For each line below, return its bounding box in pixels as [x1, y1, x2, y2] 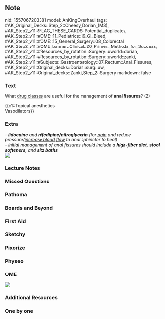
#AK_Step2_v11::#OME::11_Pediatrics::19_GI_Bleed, [5, 33, 107, 39]
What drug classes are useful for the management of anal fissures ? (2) [5, 93, 150, 99]
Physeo [5, 257, 24, 264]
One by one [5, 307, 34, 314]
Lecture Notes [5, 165, 40, 172]
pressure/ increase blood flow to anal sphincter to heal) [5, 137, 118, 143]
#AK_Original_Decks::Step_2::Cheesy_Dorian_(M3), [5, 22, 109, 28]
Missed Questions [5, 178, 50, 185]
